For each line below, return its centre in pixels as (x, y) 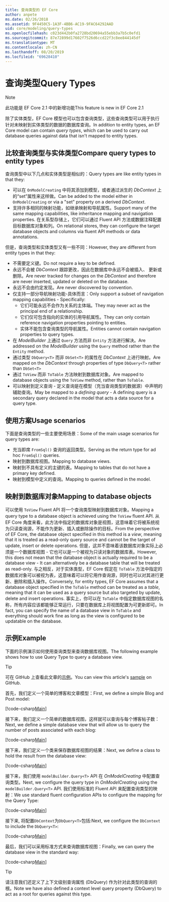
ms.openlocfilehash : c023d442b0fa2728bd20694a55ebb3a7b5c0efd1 (73, 33)
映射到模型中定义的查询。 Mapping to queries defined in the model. (82, 479)
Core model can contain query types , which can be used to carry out (77, 130)
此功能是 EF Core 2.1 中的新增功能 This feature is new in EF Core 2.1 (74, 108)
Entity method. (28, 352)
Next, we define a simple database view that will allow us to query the (77, 724)
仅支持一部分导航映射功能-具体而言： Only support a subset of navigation (88, 294)
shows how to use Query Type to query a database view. (64, 657)
